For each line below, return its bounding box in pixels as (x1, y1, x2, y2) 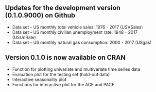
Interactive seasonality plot (12, 77, 67, 82)
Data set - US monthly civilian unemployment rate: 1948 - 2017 (12, 29, 138, 35)
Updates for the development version (5, 4, 121, 12)
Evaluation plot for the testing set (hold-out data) (12, 71, 110, 77)
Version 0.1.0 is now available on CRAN (5, 53, 126, 62)
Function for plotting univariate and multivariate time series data (12, 66, 140, 72)
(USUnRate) (12, 34, 36, 40)
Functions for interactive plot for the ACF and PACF (12, 81, 115, 87)
